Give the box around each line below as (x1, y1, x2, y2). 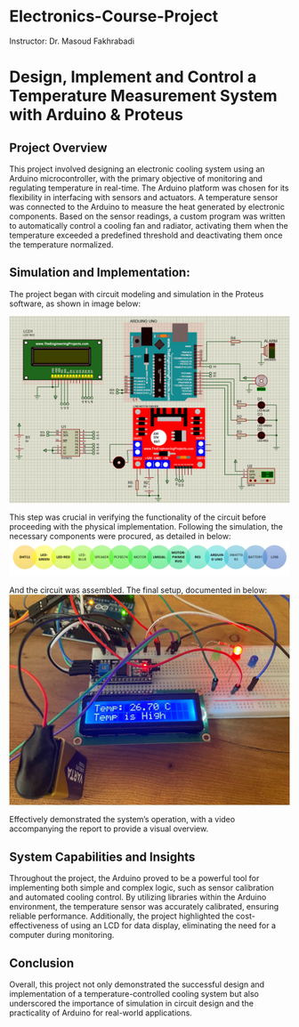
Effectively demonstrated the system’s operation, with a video (9, 814, 236, 825)
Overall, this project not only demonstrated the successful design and (9, 979, 265, 990)
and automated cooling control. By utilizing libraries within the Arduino (9, 892, 267, 902)
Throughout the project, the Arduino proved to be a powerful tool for (9, 873, 260, 884)
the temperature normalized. (9, 239, 114, 250)
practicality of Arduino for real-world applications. (9, 1007, 193, 1018)
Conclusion (9, 955, 75, 971)
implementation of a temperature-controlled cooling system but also (9, 989, 260, 999)
